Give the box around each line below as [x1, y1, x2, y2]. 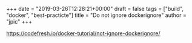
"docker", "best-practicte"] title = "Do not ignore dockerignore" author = [6, 12, 187, 19]
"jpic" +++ [6, 18, 32, 25]
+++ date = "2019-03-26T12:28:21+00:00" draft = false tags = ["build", [6, 5, 184, 12]
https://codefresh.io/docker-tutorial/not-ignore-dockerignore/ [6, 30, 161, 37]
